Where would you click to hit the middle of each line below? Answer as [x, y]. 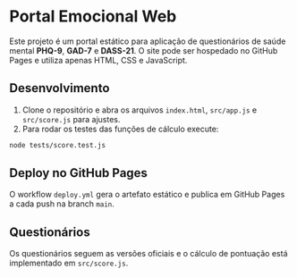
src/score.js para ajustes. [71, 119]
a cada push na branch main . [62, 204]
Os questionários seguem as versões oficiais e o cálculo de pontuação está [148, 254]
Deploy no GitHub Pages [78, 173]
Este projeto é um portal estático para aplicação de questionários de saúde [148, 41]
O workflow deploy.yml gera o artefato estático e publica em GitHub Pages [147, 195]
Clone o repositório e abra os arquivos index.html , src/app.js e [140, 110]
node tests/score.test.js [57, 145]
